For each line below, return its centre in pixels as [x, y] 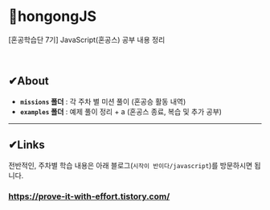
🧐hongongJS [53, 16]
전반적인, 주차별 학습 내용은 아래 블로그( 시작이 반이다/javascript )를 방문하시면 [131, 165]
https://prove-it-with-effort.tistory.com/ [89, 196]
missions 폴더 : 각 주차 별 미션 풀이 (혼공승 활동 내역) [103, 101]
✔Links [27, 145]
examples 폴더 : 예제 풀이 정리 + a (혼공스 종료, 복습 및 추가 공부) [121, 111]
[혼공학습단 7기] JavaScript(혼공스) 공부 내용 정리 [87, 39]
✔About [29, 81]
